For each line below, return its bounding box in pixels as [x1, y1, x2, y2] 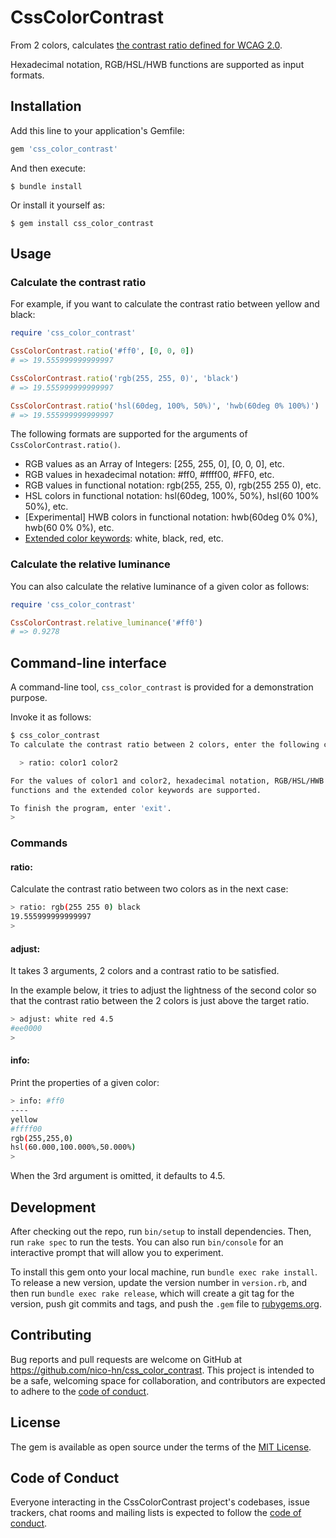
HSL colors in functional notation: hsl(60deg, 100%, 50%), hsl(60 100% [24, 490, 320, 502]
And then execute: [10, 162, 86, 174]
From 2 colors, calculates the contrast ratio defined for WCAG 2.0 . [10, 39, 283, 51]
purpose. [10, 692, 48, 704]
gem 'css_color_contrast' [10, 144, 118, 154]
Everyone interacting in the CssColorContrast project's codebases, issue [10, 1496, 310, 1508]
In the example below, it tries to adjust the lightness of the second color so [10, 984, 317, 996]
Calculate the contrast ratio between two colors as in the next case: [10, 883, 289, 895]
